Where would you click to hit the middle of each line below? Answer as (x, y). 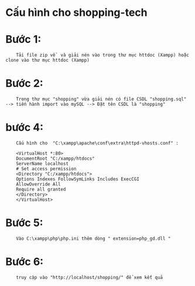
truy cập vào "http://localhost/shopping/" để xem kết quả (90, 277)
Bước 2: (24, 84)
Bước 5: (24, 223)
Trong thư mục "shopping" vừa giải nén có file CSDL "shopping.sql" (101, 99)
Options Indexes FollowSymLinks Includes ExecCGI (78, 179)
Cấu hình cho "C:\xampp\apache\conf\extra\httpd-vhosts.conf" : (97, 143)
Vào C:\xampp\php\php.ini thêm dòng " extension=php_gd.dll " (93, 238)
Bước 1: (23, 40)
